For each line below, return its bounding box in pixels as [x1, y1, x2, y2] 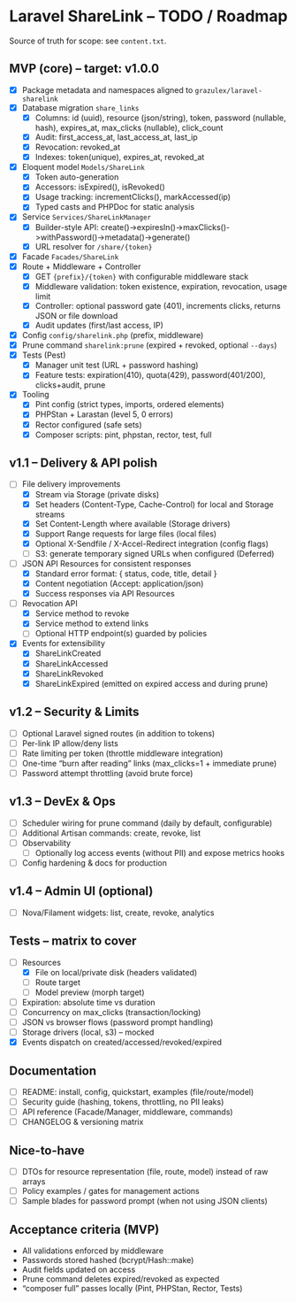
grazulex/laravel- [194, 86, 262, 95]
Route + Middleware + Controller [21, 261, 141, 272]
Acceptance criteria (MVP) [9, 1221, 160, 1237]
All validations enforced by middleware [21, 1245, 164, 1256]
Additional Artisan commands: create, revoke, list [21, 828, 201, 838]
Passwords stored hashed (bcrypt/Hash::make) [21, 1255, 194, 1266]
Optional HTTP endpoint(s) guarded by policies [34, 628, 208, 639]
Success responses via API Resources [34, 589, 175, 599]
